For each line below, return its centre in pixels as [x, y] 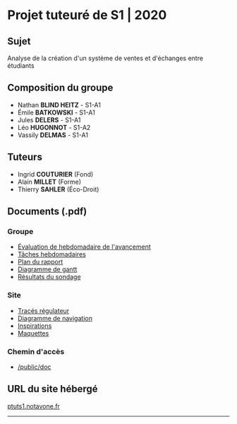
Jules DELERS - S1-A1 [49, 119]
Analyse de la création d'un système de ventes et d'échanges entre [105, 58]
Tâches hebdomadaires [51, 254]
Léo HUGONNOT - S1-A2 [54, 127]
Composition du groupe [60, 88]
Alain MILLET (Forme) [49, 182]
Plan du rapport [40, 262]
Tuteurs [25, 157]
